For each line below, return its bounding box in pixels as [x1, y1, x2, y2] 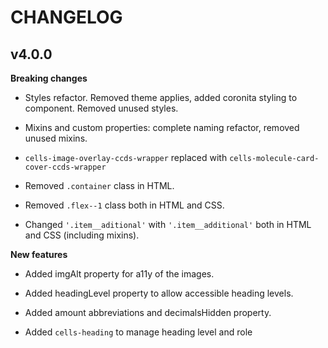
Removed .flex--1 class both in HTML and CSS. [24, 199, 225, 211]
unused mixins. [24, 132, 88, 144]
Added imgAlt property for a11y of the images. [24, 268, 215, 280]
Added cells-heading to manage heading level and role [24, 326, 253, 338]
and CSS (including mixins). [24, 229, 140, 241]
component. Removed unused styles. [24, 102, 179, 114]
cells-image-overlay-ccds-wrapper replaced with [24, 152, 228, 163]
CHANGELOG [10, 6, 123, 29]
